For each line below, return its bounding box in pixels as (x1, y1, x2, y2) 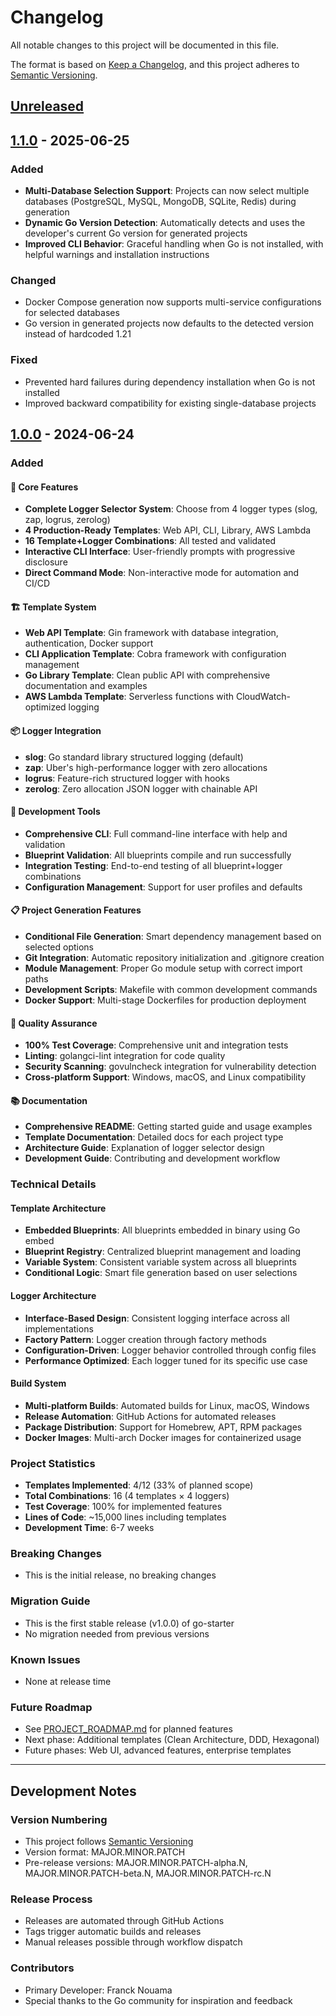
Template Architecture (10, 1202, 107, 1214)
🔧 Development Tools (10, 806, 101, 818)
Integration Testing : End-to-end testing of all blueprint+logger (24, 859, 283, 871)
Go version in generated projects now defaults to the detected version (24, 317, 315, 330)
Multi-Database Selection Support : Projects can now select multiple (24, 185, 310, 197)
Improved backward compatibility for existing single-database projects (24, 397, 317, 409)
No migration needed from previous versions (24, 1627, 210, 1640)
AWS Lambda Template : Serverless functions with (24, 691, 235, 703)
